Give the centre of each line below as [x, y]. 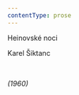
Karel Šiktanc [29, 53]
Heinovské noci [33, 38]
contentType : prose [39, 15]
